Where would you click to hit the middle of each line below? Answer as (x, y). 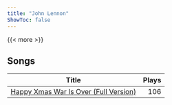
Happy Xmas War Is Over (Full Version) (73, 92)
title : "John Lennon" (38, 13)
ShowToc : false (29, 20)
